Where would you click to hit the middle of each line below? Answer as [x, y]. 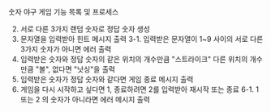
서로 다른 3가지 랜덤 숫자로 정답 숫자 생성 [85, 29]
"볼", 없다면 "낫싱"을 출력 [75, 69]
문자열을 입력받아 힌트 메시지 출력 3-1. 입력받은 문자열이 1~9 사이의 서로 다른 [142, 39]
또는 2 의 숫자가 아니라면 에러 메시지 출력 [85, 100]
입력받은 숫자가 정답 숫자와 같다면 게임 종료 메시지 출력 [107, 79]
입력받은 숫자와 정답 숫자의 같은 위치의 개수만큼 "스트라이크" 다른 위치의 [134, 59]
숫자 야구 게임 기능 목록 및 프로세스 [64, 12]
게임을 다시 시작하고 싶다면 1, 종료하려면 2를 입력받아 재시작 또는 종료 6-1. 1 [140, 89]
